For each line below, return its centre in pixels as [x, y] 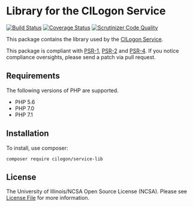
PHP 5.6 [25, 102]
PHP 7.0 [25, 108]
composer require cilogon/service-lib [55, 159]
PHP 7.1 [24, 114]
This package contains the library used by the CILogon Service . [85, 39]
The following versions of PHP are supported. [62, 90]
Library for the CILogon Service [86, 11]
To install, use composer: [37, 148]
